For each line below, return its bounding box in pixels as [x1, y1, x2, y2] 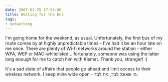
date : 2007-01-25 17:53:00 [5, 7, 62, 12]
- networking [5, 21, 33, 26]
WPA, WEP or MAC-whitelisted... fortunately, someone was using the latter [5, 51, 159, 57]
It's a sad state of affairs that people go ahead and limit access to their [5, 66, 151, 72]
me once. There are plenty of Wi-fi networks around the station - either [5, 45, 152, 51]
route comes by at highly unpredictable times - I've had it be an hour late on [5, 40, 162, 46]
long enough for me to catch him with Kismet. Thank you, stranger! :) [5, 56, 148, 62]
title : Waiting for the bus [5, 12, 64, 17]
